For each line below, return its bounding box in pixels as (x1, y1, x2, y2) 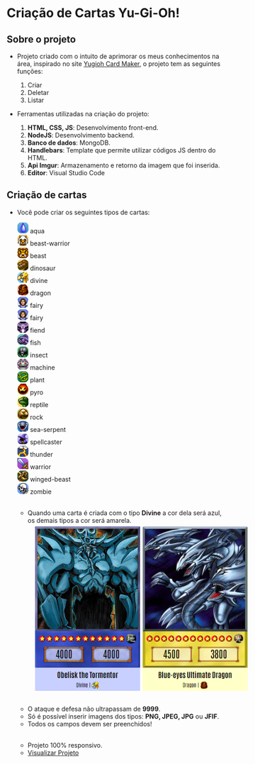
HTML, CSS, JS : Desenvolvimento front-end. (27, 123, 159, 132)
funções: (16, 67, 43, 75)
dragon (30, 289, 51, 297)
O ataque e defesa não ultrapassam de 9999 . (27, 704, 161, 714)
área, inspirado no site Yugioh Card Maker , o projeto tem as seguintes (16, 60, 221, 68)
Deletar (27, 89, 50, 96)
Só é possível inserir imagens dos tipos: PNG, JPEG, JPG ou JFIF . (27, 712, 220, 721)
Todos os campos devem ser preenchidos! (27, 720, 152, 729)
